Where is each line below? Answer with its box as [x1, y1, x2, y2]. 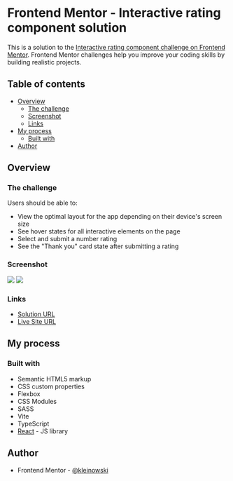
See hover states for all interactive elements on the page [17, 227, 181, 236]
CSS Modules [17, 397, 57, 405]
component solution [7, 20, 127, 36]
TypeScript [17, 419, 50, 428]
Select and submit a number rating [17, 235, 118, 243]
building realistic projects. [7, 57, 82, 66]
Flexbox [17, 389, 41, 398]
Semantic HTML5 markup [17, 374, 92, 383]
